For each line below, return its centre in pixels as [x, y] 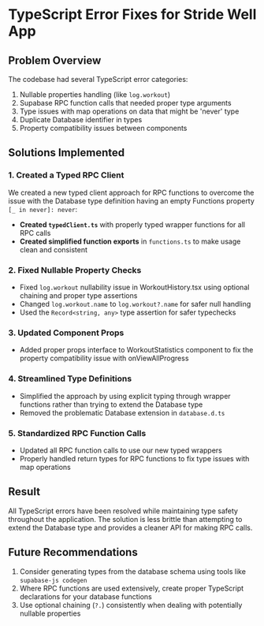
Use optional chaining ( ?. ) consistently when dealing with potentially [131, 605]
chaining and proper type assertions [78, 295]
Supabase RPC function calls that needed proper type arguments [125, 103]
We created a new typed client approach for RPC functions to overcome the [131, 192]
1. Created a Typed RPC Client [66, 175]
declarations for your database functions [86, 596]
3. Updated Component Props [66, 333]
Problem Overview [55, 60]
